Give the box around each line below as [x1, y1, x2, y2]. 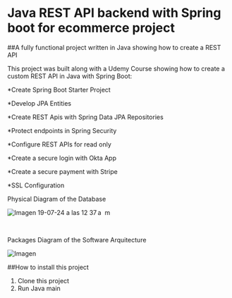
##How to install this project [7, 263, 90, 271]
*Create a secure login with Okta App [7, 154, 117, 162]
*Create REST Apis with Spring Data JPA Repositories [7, 113, 164, 121]
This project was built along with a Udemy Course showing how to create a [7, 64, 226, 73]
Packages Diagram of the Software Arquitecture [7, 235, 147, 244]
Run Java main [17, 284, 61, 292]
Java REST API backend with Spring [7, 5, 221, 21]
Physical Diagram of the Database [7, 194, 106, 203]
